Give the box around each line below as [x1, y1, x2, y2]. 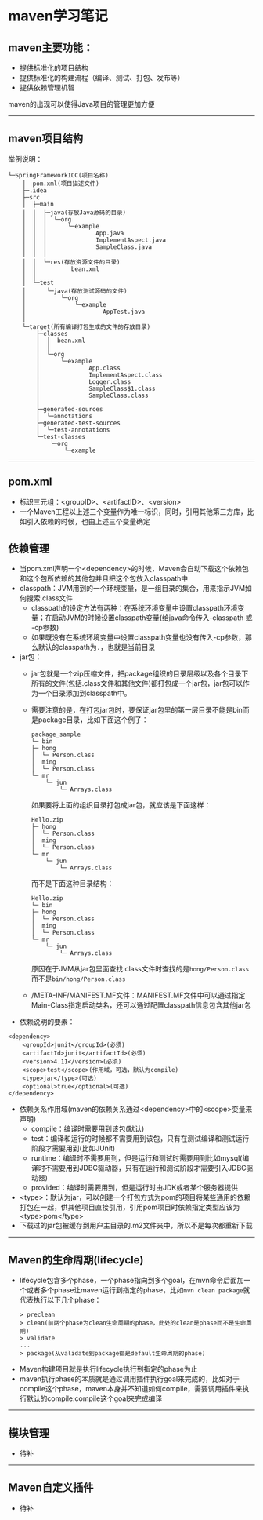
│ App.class [36, 364, 121, 372]
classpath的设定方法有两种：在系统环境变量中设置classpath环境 [31, 603, 238, 613]
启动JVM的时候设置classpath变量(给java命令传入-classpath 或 [52, 613, 253, 622]
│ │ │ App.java [22, 229, 124, 237]
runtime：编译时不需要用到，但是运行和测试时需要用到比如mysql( [31, 1154, 243, 1163]
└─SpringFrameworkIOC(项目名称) [8, 171, 110, 179]
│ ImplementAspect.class [36, 370, 163, 379]
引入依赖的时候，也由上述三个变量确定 [26, 516, 150, 526]
